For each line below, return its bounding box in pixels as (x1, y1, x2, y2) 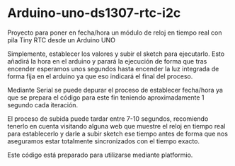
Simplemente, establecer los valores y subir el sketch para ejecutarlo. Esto (7, 49, 225, 58)
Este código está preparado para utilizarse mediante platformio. (7, 150, 193, 159)
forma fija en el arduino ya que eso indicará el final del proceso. (7, 72, 193, 81)
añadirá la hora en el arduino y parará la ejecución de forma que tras (7, 57, 207, 65)
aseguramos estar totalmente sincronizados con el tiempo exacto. (7, 136, 200, 146)
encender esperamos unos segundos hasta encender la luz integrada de (7, 64, 219, 73)
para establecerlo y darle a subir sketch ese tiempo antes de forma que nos (7, 129, 229, 138)
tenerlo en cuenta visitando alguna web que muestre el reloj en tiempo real (7, 121, 226, 130)
